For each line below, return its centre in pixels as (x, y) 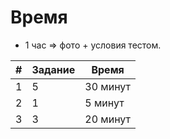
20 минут (107, 119)
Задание (53, 69)
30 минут (107, 86)
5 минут (104, 103)
